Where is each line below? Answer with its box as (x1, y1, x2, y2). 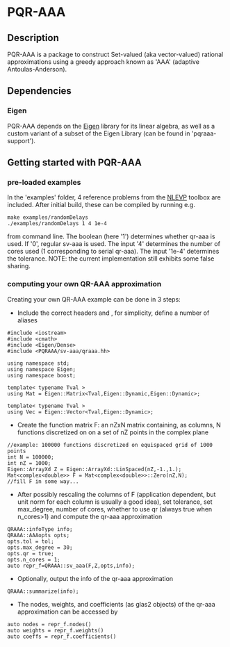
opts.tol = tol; (7, 538, 54, 545)
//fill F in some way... (7, 477, 79, 485)
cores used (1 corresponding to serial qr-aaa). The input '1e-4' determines (7, 247, 220, 256)
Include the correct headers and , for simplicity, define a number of (17, 309, 210, 317)
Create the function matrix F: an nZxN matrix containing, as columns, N (17, 420, 221, 429)
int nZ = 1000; (7, 459, 51, 466)
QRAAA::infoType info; (7, 525, 73, 532)
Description (7, 32, 59, 44)
